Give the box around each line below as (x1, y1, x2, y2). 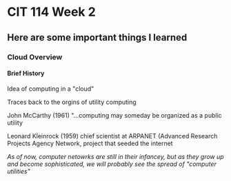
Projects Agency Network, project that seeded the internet (7, 139, 174, 147)
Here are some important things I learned (7, 32, 188, 43)
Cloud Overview (7, 52, 63, 62)
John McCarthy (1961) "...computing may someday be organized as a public (7, 111, 222, 119)
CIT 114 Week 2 (7, 4, 97, 20)
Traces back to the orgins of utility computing (7, 98, 137, 106)
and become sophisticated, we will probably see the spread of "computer (7, 160, 217, 168)
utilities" (7, 167, 31, 175)
